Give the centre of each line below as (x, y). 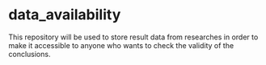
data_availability (65, 15)
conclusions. (30, 54)
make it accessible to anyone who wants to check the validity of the (121, 45)
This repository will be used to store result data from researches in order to (133, 37)
